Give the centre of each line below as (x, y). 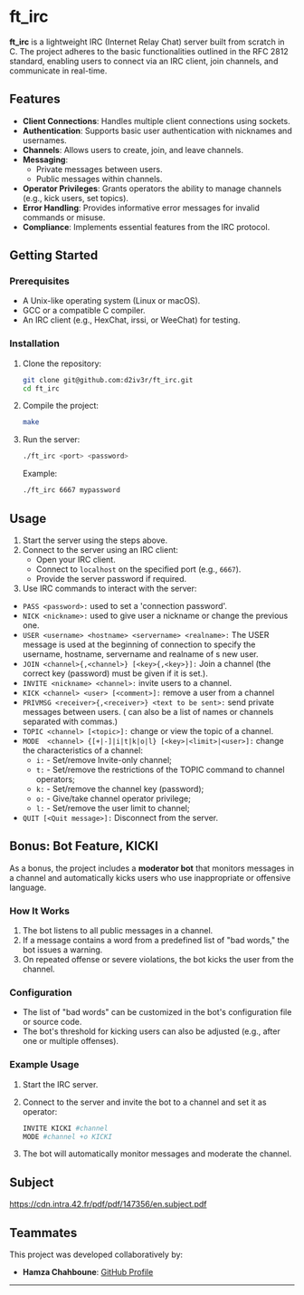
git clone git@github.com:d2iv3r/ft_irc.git (108, 380)
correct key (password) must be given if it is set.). (115, 673)
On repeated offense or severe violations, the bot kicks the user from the (158, 960)
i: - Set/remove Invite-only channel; (104, 759)
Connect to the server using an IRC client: (100, 549)
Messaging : (45, 159)
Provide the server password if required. (111, 578)
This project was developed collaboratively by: (96, 1254)
